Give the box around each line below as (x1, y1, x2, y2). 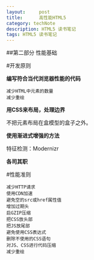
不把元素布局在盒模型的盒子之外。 (6, 119, 92, 127)
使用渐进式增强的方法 (6, 132, 59, 139)
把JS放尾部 (6, 223, 30, 229)
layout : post (6, 9, 50, 15)
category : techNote (6, 20, 56, 26)
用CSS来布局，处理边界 (6, 106, 65, 113)
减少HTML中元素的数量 (6, 88, 53, 94)
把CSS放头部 (6, 217, 33, 223)
